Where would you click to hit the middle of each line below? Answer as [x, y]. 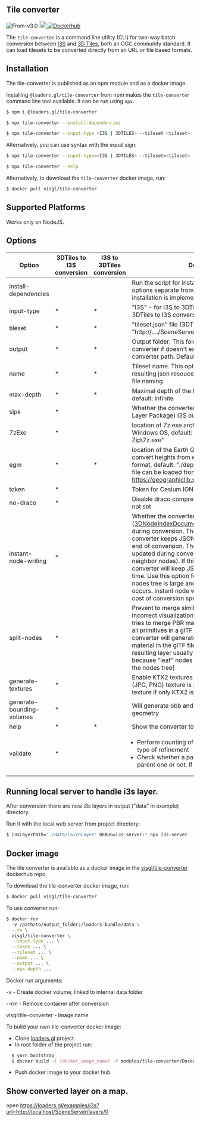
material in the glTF [159, 645]
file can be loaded [157, 472]
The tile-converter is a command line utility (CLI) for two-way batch [91, 37]
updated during [153, 553]
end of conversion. [158, 546]
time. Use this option [160, 575]
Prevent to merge [156, 608]
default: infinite [153, 398]
